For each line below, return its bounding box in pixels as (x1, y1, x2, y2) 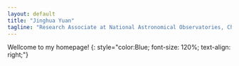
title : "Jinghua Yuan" (7, 17, 75, 24)
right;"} (7, 50, 28, 59)
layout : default (7, 10, 55, 18)
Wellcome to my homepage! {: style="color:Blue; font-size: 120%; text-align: (7, 43, 231, 52)
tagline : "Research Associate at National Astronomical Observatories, (7, 23, 224, 31)
